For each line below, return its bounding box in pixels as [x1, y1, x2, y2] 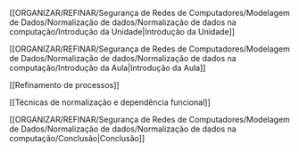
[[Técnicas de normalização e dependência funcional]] [9, 97, 212, 108]
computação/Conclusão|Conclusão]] [9, 133, 145, 143]
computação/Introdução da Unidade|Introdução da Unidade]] [9, 27, 235, 36]
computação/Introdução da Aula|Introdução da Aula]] [9, 62, 206, 73]
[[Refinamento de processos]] [9, 80, 120, 90]
